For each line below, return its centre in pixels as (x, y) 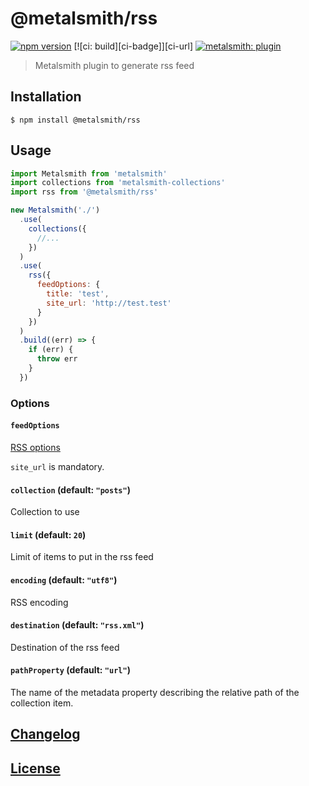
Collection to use (45, 512)
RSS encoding (39, 602)
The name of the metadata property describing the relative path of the (155, 692)
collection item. (42, 703)
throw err (57, 359)
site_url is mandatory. (57, 466)
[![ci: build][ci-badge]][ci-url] (133, 46)
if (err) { (51, 350)
